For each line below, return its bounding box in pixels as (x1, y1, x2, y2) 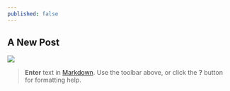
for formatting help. (24, 75, 81, 85)
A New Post (7, 37, 60, 49)
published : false (7, 10, 59, 18)
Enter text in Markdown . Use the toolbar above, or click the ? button (24, 68, 223, 77)
